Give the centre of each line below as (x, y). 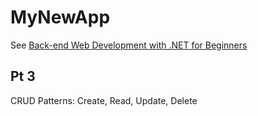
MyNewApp (60, 17)
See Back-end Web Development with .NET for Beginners (129, 45)
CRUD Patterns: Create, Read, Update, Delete (104, 100)
